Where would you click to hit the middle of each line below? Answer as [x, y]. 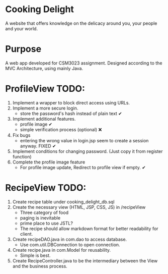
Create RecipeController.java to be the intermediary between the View [85, 260]
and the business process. [40, 266]
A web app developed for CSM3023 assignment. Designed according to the [84, 63]
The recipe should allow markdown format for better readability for [89, 229]
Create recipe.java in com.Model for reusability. [62, 250]
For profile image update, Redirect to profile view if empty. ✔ [83, 167]
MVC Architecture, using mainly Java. [44, 68]
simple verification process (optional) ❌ [61, 129]
